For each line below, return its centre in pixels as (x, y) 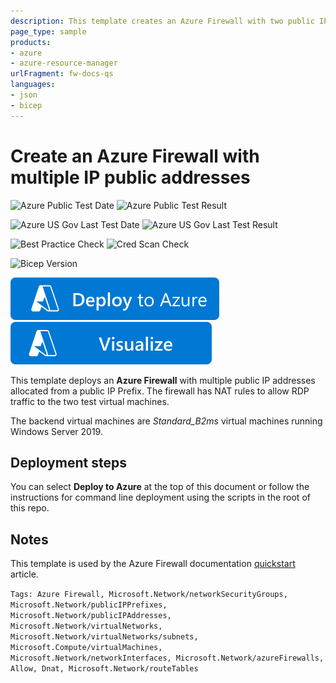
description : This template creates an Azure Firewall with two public (162, 21)
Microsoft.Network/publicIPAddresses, (91, 616)
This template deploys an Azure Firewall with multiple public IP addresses (163, 380)
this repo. (30, 508)
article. (24, 574)
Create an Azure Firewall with (135, 156)
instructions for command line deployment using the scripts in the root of (160, 497)
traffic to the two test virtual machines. (90, 401)
